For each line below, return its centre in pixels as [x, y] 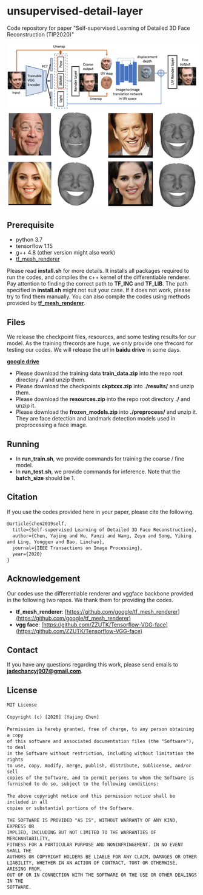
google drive [23, 362]
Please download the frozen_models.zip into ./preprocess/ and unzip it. [106, 412]
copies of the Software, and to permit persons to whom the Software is [101, 778]
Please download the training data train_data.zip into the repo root [99, 373]
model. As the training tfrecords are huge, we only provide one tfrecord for [100, 343]
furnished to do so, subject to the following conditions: [83, 784]
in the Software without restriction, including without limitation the [101, 754]
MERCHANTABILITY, [29, 839]
